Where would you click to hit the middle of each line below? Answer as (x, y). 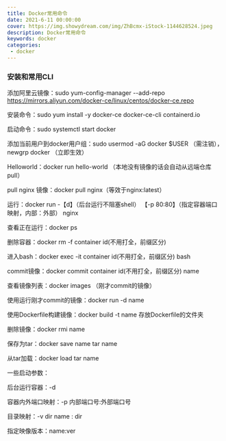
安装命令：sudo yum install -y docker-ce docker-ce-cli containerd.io (104, 115)
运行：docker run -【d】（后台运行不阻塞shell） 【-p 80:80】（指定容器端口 (112, 204)
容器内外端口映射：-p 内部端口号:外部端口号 (69, 402)
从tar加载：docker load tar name (53, 358)
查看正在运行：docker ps (42, 228)
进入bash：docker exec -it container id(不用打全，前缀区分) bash (99, 256)
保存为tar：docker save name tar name (62, 344)
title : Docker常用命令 (37, 13)
